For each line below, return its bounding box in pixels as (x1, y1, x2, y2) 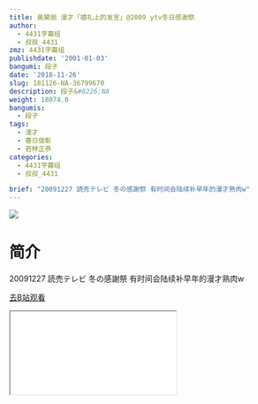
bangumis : (9, 103, 46, 112)
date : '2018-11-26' (9, 71, 81, 80)
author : (9, 21, 38, 30)
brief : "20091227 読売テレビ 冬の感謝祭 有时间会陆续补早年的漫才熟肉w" (9, 185, 250, 194)
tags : (9, 120, 29, 129)
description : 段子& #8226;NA (9, 87, 110, 95)
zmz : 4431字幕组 (9, 46, 65, 55)
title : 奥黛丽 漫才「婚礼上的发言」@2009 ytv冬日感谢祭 (9, 12, 195, 22)
